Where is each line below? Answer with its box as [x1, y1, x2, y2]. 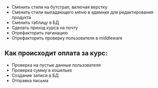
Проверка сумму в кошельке [11, 67, 72, 73]
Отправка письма [11, 77, 49, 83]
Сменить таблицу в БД [11, 19, 59, 25]
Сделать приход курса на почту [11, 25, 78, 31]
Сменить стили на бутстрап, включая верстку [11, 4, 108, 10]
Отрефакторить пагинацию [11, 30, 68, 35]
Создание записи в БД [11, 72, 59, 78]
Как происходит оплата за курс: [4, 49, 108, 57]
